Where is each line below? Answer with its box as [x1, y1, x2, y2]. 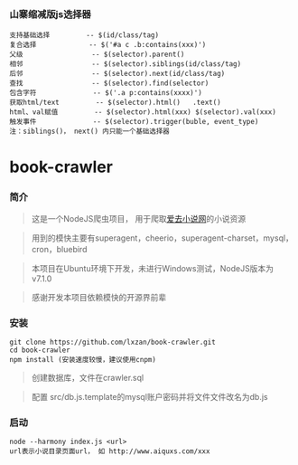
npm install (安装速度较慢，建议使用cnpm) [9, 356, 156, 365]
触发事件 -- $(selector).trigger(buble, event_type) [9, 118, 259, 127]
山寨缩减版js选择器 [9, 7, 92, 20]
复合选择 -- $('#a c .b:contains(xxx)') [9, 41, 207, 50]
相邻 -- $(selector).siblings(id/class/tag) [9, 60, 242, 69]
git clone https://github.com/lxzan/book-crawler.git [9, 337, 217, 347]
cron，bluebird [31, 243, 88, 254]
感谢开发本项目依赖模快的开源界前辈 [31, 291, 167, 302]
